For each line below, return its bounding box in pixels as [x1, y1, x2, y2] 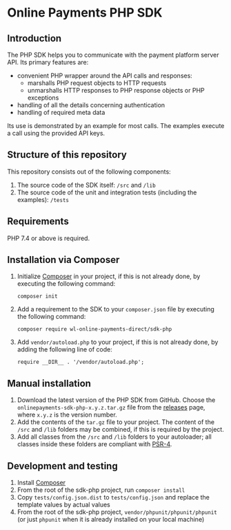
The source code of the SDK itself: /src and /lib [17, 181, 157, 189]
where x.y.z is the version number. [17, 410, 117, 419]
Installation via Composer [7, 254, 120, 266]
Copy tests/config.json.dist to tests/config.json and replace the [17, 493, 210, 502]
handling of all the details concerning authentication [17, 101, 165, 109]
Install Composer [17, 479, 66, 487]
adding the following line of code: [17, 345, 112, 354]
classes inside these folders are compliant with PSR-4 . [17, 440, 172, 448]
